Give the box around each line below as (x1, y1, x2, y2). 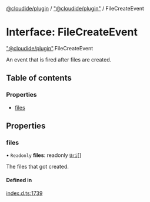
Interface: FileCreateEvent (6, 26, 138, 39)
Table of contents (6, 73, 72, 83)
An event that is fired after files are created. (6, 56, 112, 63)
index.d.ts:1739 (6, 190, 43, 197)
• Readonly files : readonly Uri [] (6, 152, 81, 159)
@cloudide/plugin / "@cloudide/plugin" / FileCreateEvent (6, 5, 144, 12)
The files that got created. (6, 163, 69, 170)
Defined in (6, 176, 32, 183)
